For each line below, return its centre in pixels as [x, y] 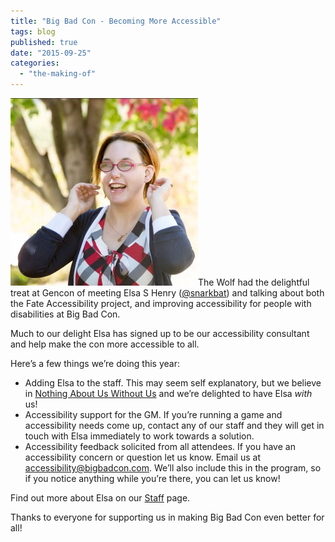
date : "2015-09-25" [51, 53]
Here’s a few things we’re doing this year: [95, 363]
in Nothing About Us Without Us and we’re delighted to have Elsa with [168, 393]
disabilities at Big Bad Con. [65, 314]
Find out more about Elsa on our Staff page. [100, 498]
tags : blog [33, 31]
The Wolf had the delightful [254, 282]
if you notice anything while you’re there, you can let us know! [152, 478]
